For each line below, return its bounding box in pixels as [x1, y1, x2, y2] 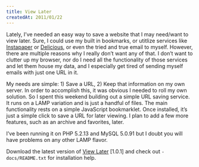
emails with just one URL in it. [6, 69, 79, 76]
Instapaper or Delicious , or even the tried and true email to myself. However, [6, 43, 193, 51]
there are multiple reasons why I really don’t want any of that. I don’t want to [6, 50, 193, 57]
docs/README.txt [6, 155, 46, 161]
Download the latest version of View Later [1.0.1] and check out [6, 147, 161, 155]
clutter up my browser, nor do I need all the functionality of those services [6, 56, 188, 63]
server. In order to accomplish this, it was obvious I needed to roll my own [6, 86, 188, 94]
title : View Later [6, 8, 52, 15]
